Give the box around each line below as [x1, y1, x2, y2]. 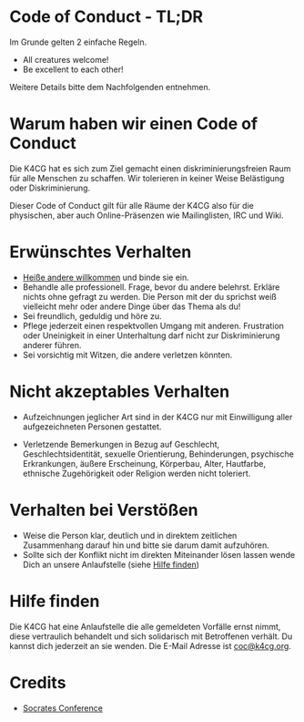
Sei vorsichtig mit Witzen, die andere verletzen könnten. [22, 349, 233, 360]
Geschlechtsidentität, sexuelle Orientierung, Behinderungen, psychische [22, 449, 294, 459]
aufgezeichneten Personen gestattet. [22, 421, 162, 432]
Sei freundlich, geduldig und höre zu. [22, 310, 162, 321]
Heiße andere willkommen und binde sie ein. [22, 272, 189, 283]
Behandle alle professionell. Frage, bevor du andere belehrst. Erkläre [22, 281, 280, 293]
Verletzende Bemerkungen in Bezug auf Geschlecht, [22, 438, 220, 449]
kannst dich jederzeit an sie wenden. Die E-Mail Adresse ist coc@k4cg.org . [9, 640, 291, 651]
